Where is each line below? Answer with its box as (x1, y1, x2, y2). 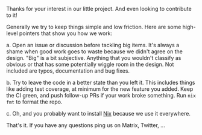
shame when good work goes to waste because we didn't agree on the (6, 48, 183, 55)
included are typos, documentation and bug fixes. (6, 67, 130, 74)
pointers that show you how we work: (19, 30, 113, 37)
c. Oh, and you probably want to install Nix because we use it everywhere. (6, 110, 191, 117)
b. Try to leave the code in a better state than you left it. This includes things (6, 79, 195, 86)
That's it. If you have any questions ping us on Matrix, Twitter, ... (6, 122, 166, 129)
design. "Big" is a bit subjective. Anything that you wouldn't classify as (6, 54, 181, 61)
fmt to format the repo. (6, 98, 63, 105)
